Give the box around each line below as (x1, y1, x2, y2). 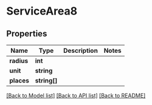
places (9, 76, 29, 84)
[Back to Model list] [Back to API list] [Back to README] (6, 92, 146, 99)
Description (63, 47, 98, 55)
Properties (6, 29, 47, 39)
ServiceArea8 (6, 4, 78, 18)
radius (9, 56, 29, 65)
